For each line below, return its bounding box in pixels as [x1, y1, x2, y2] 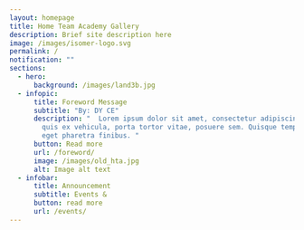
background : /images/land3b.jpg [33, 81, 156, 90]
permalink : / [9, 47, 59, 56]
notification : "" [9, 55, 75, 64]
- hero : [17, 72, 47, 81]
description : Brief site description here [9, 30, 172, 39]
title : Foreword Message [33, 97, 128, 107]
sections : [9, 64, 47, 73]
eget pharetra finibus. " [42, 131, 140, 140]
